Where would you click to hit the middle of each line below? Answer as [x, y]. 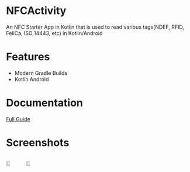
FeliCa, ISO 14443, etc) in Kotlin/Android [54, 33]
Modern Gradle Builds [41, 73]
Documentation [45, 103]
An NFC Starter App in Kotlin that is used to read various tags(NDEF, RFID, [95, 27]
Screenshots [38, 143]
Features [28, 57]
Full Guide [18, 119]
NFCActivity [36, 11]
